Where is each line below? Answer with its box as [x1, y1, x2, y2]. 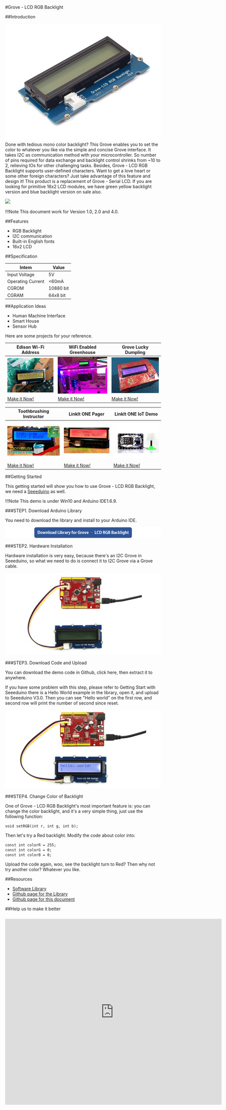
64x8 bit [48, 292, 66, 298]
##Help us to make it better [5, 906, 61, 912]
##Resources [5, 876, 33, 882]
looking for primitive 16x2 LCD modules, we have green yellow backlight [5, 183, 152, 189]
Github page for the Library [12, 891, 68, 897]
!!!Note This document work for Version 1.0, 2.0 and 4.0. [5, 209, 119, 215]
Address [21, 349, 40, 355]
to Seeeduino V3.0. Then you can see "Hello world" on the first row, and [5, 695, 152, 701]
